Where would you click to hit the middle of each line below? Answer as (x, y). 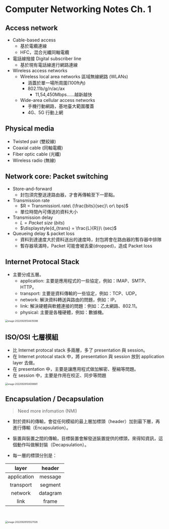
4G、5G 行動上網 (45, 112)
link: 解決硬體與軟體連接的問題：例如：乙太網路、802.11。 (80, 306)
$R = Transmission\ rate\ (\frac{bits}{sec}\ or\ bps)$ (74, 206)
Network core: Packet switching (57, 177)
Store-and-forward (32, 189)
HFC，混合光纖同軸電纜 (45, 52)
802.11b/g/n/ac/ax (46, 89)
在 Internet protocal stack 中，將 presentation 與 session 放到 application (88, 357)
